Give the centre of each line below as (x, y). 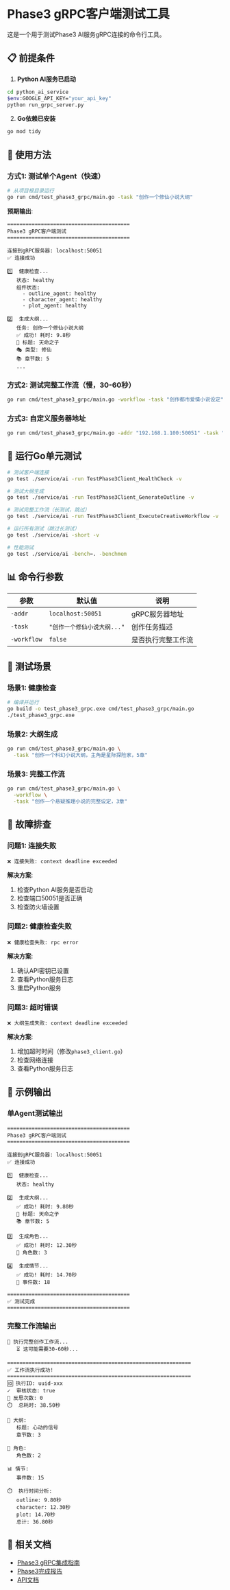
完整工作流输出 (32, 1326)
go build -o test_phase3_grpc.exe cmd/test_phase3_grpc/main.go (101, 709)
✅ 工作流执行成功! (30, 1370)
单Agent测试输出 (35, 1114)
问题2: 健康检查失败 (39, 926)
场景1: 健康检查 (32, 688)
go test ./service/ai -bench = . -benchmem (67, 554)
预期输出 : (20, 211)
